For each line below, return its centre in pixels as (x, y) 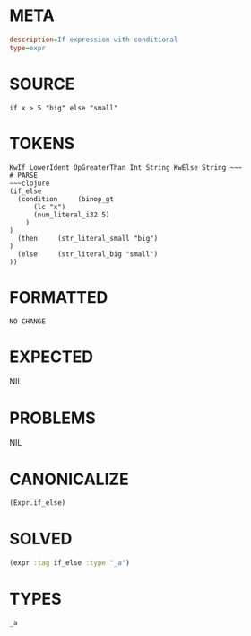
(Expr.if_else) (38, 503)
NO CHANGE (28, 321)
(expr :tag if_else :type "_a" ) (69, 563)
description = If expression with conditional (94, 40)
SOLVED (41, 539)
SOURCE (42, 84)
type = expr (28, 48)
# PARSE (24, 175)
